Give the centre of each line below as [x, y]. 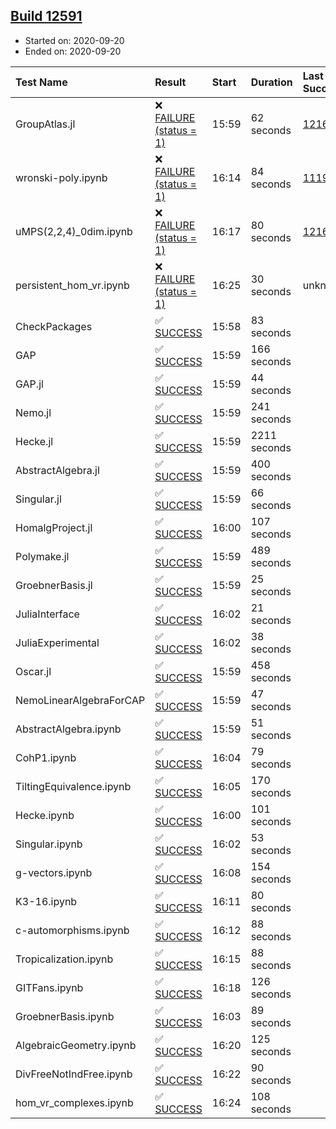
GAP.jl [29, 384]
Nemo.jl [33, 412]
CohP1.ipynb [46, 757]
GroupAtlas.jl [45, 124]
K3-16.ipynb [46, 901]
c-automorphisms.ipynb [72, 930]
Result [170, 82]
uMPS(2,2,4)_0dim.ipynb [74, 231]
